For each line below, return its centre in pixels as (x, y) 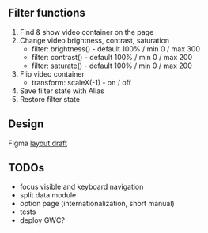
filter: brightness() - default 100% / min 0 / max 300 (115, 49)
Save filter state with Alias (62, 91)
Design (26, 124)
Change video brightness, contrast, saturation (95, 40)
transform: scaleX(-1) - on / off (81, 82)
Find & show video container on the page (87, 32)
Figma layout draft (38, 143)
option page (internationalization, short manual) (97, 204)
